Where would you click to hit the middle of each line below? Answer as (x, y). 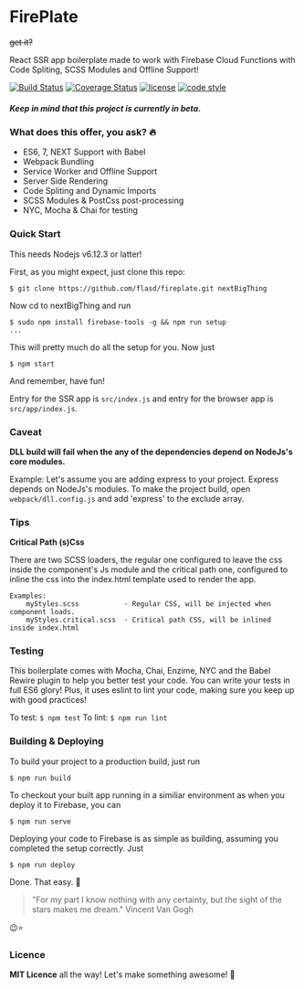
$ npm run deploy (42, 865)
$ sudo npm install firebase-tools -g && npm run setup (118, 322)
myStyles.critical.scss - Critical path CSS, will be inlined (149, 620)
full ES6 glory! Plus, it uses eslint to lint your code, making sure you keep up (152, 690)
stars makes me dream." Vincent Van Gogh (113, 909)
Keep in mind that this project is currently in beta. (105, 108)
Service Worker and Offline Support (90, 172)
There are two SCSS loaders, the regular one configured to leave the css (146, 560)
